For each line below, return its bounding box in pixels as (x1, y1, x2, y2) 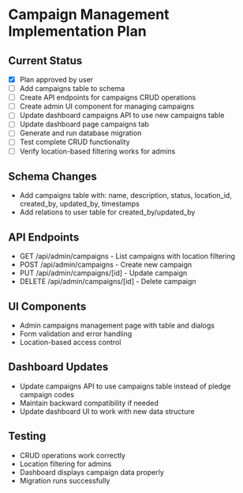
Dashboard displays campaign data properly (19, 467, 164, 476)
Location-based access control (19, 338, 121, 347)
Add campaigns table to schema (19, 84, 125, 93)
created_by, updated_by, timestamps (19, 199, 140, 209)
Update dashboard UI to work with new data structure (19, 406, 195, 416)
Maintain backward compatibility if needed (19, 398, 159, 408)
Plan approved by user (19, 75, 93, 84)
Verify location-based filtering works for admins (19, 146, 176, 156)
